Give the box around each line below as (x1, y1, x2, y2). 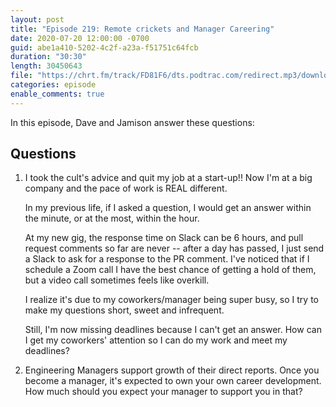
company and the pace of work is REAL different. (24, 182, 228, 195)
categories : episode (10, 80, 97, 90)
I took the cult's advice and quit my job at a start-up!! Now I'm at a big (24, 172, 313, 184)
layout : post (10, 14, 65, 25)
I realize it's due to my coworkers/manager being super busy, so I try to (24, 294, 319, 306)
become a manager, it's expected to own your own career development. (24, 375, 322, 387)
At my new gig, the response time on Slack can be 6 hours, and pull (24, 232, 304, 244)
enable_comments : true (10, 89, 105, 99)
